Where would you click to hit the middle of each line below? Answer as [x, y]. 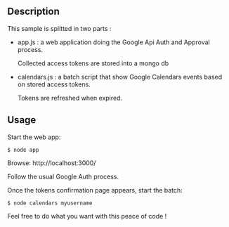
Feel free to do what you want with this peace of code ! [87, 216]
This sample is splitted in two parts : [59, 28]
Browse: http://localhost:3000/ [52, 163]
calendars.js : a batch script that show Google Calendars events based [120, 77]
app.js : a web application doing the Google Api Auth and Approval [113, 42]
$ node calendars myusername [50, 203]
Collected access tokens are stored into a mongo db [93, 63]
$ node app [23, 150]
